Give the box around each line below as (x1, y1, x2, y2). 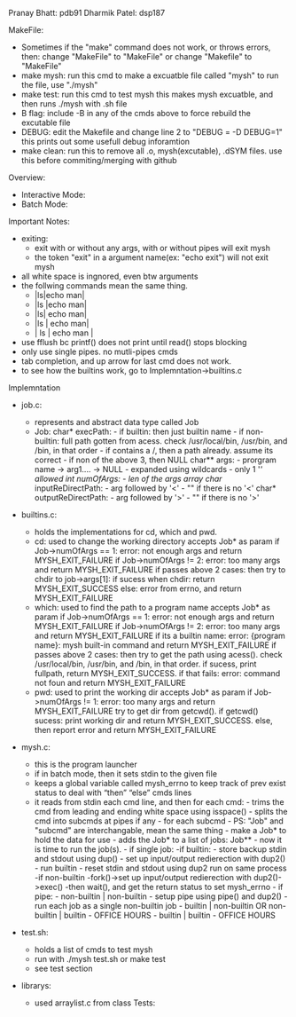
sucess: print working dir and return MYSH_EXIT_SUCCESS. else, (34, 715, 273, 726)
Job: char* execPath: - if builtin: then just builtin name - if (34, 426, 245, 437)
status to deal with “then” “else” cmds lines (34, 787, 192, 798)
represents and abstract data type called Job (34, 417, 199, 427)
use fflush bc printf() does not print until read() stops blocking (20, 337, 247, 347)
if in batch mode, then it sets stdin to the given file (34, 769, 218, 779)
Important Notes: (8, 217, 70, 226)
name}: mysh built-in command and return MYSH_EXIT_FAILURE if (34, 640, 277, 650)
